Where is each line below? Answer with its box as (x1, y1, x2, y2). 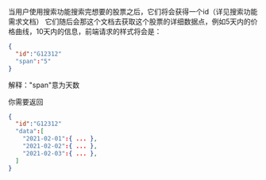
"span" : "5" (15, 57, 52, 65)
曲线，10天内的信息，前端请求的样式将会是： (14, 27, 162, 36)
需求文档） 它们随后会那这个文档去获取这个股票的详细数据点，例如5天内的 (8, 17, 252, 26)
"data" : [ (15, 128, 44, 136)
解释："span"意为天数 (8, 80, 80, 90)
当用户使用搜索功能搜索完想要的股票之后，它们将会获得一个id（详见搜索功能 (8, 7, 258, 16)
